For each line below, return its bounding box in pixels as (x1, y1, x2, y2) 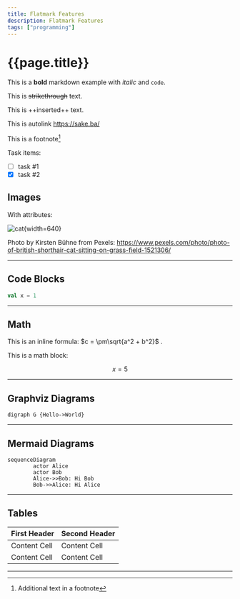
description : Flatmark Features (7, 17, 104, 24)
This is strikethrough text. (7, 92, 83, 101)
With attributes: (7, 210, 53, 218)
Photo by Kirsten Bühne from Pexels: (7, 238, 116, 246)
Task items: (7, 148, 41, 157)
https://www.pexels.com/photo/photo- (116, 238, 230, 246)
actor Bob (33, 469, 62, 476)
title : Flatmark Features (7, 10, 84, 18)
